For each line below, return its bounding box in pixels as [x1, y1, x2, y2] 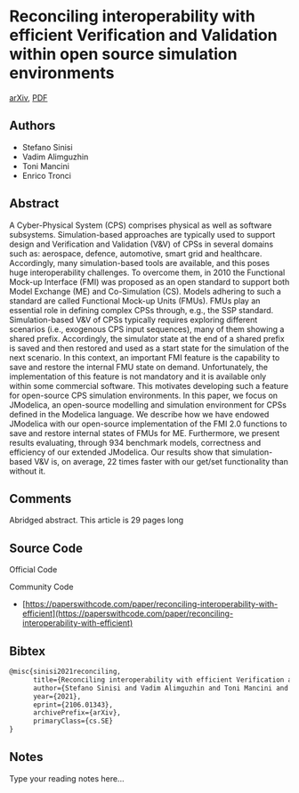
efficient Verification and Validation [9, 25, 278, 45]
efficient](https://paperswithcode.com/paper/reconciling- [21, 608, 234, 619]
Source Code [9, 540, 83, 555]
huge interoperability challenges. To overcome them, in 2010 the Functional [9, 267, 286, 278]
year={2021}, [32, 692, 82, 700]
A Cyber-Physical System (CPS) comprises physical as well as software [9, 220, 272, 231]
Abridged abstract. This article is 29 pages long [9, 514, 184, 526]
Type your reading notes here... [9, 773, 125, 784]
